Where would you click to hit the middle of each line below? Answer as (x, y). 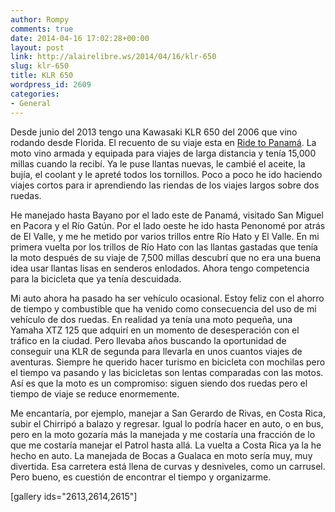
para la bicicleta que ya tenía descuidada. (96, 278)
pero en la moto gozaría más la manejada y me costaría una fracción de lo (163, 434)
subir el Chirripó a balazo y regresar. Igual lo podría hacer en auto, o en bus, (167, 423)
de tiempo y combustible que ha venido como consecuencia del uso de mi (163, 308)
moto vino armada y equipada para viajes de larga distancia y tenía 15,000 (163, 153)
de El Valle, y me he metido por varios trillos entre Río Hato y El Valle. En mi (165, 236)
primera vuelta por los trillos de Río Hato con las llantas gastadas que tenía (164, 247)
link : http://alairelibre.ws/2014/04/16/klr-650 (113, 57)
